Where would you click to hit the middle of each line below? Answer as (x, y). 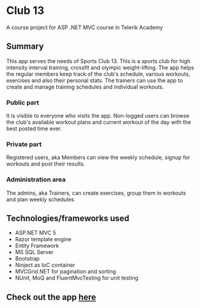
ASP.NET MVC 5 (35, 233)
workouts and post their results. (46, 164)
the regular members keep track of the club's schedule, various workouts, (98, 74)
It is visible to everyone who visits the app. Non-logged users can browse (98, 116)
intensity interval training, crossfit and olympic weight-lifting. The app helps (100, 67)
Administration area (36, 179)
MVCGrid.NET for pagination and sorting (66, 272)
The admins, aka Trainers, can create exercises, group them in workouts (96, 193)
